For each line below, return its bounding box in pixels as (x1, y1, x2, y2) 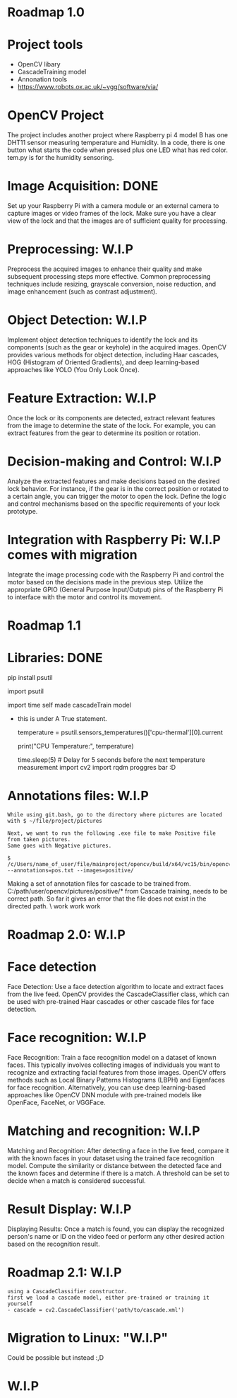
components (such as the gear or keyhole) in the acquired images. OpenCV (7, 342, 227, 351)
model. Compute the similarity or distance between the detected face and (7, 1161, 222, 1169)
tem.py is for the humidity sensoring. (7, 154, 114, 162)
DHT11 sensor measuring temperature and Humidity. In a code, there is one (7, 139, 226, 147)
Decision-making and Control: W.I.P (7, 454, 222, 469)
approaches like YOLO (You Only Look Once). (7, 365, 140, 374)
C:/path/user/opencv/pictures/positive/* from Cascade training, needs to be (7, 886, 228, 895)
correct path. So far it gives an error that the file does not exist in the (7, 894, 207, 903)
